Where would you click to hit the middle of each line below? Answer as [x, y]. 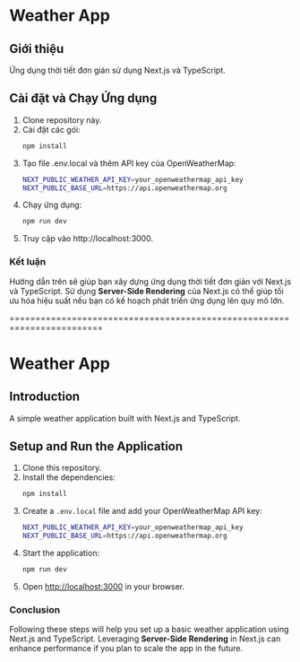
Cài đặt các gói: [51, 129]
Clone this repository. [62, 468]
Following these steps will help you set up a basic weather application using [149, 630]
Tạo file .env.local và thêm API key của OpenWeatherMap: [129, 163]
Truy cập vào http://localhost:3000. [88, 239]
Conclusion [35, 609]
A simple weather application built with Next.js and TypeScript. [125, 418]
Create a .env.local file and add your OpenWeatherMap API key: [142, 511]
